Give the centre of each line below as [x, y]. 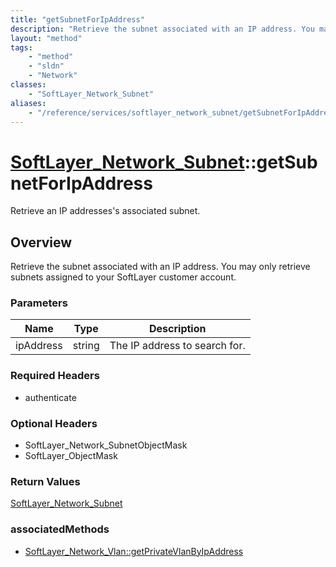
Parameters [39, 303]
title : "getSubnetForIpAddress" [77, 19]
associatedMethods [60, 529]
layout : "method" [46, 38]
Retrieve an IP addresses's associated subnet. [105, 211]
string [86, 346]
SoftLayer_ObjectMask [71, 456]
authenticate [50, 397]
